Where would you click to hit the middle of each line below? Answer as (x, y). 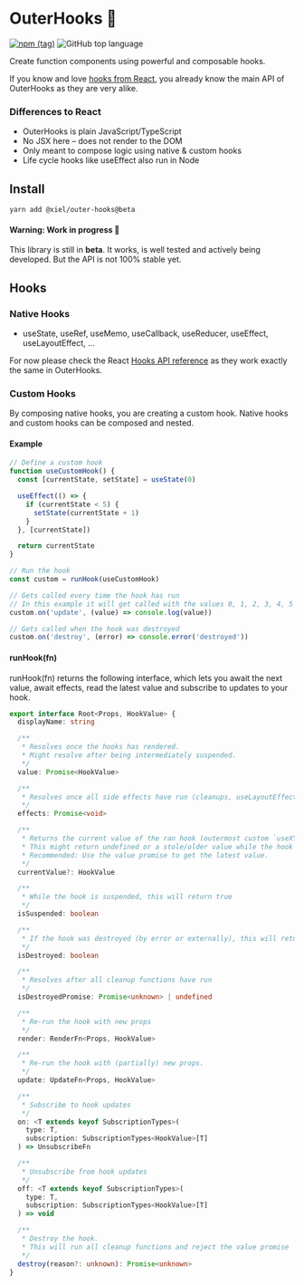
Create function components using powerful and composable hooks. (138, 61)
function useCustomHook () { (62, 471)
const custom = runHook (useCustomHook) (85, 580)
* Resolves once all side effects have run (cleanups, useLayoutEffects (161, 797)
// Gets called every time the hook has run (95, 595)
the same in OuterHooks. (56, 369)
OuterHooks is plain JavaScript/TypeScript (102, 131)
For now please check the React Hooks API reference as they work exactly (148, 360)
